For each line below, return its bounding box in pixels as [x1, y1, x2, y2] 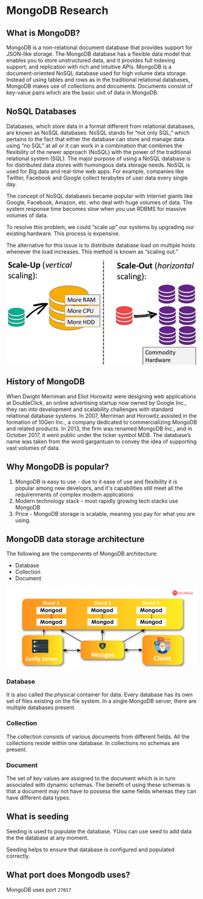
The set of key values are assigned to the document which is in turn [6, 774, 176, 782]
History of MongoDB [6, 376, 85, 387]
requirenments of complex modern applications [15, 490, 134, 498]
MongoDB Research [6, 4, 109, 18]
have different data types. [6, 794, 71, 801]
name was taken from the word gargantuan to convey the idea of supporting [6, 438, 197, 445]
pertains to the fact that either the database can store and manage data [6, 135, 185, 142]
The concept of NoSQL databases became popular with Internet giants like [6, 192, 193, 199]
